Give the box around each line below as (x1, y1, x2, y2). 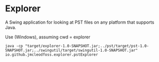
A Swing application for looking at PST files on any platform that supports (5, 19, 155, 25)
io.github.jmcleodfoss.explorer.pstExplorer (5, 52, 98, 57)
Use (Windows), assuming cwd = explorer (5, 34, 90, 40)
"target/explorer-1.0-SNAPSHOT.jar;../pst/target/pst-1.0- (25, 43, 149, 48)
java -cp (5, 43, 23, 48)
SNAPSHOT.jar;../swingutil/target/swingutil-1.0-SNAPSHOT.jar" (5, 48, 138, 53)
